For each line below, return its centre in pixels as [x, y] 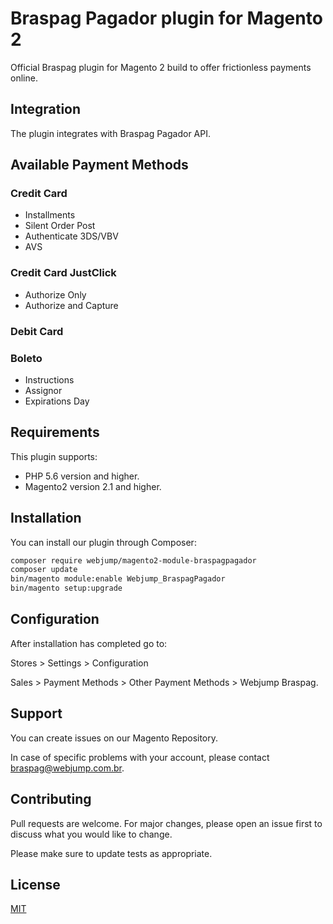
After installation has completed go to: [89, 643]
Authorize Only [55, 294]
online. [24, 78]
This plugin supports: [54, 456]
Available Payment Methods [99, 165]
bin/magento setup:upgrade [66, 588]
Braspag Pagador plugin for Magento [166, 18]
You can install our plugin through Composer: [103, 542]
